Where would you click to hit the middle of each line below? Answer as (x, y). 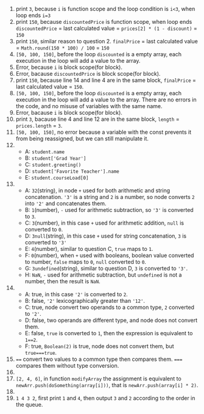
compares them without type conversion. (67, 365)
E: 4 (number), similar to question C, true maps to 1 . (89, 249)
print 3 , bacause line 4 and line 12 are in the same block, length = (97, 119)
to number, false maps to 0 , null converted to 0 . (86, 262)
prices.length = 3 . (39, 125)
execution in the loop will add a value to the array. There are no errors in (106, 100)
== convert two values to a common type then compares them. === (99, 359)
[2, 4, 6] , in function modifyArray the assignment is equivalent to (98, 379)
